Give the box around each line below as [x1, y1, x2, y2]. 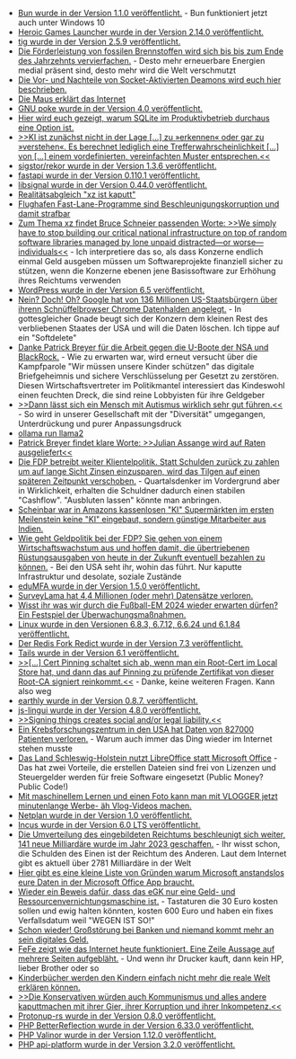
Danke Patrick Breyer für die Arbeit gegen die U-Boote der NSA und [17, 342, 269, 352]
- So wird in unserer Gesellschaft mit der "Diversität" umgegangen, [17, 409, 266, 419]
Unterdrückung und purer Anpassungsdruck [17, 418, 182, 429]
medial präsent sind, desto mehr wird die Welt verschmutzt [17, 65, 236, 76]
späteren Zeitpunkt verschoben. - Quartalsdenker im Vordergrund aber [17, 476, 281, 486]
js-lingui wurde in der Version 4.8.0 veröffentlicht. [17, 705, 202, 716]
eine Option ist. [17, 122, 74, 133]
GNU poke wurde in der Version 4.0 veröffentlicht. [17, 103, 204, 113]
